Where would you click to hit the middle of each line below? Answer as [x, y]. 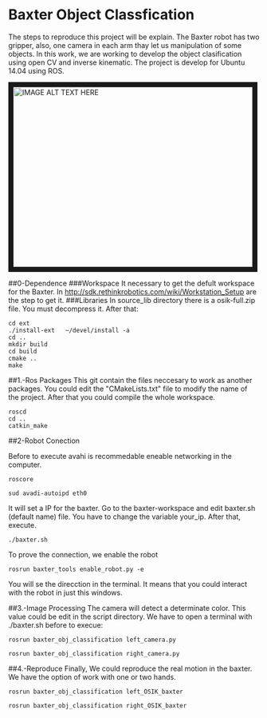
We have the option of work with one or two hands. [92, 676]
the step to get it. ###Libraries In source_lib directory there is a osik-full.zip [132, 300]
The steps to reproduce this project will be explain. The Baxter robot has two [134, 37]
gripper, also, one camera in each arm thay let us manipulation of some [125, 45]
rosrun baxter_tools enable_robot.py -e [77, 569]
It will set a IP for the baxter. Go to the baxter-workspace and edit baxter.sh [132, 508]
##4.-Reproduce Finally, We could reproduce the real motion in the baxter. [130, 668]
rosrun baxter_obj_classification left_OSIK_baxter [96, 692]
